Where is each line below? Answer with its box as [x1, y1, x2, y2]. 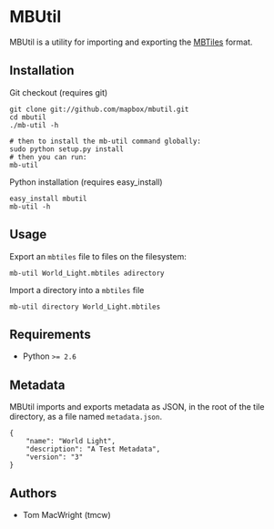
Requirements [9, 326, 91, 342]
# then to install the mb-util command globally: [9, 137, 202, 146]
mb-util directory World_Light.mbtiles [9, 302, 161, 311]
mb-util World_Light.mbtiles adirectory [9, 269, 166, 278]
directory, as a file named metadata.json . [9, 412, 162, 422]
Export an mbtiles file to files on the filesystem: [9, 250, 187, 261]
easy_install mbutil [9, 194, 88, 203]
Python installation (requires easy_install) [9, 176, 163, 188]
